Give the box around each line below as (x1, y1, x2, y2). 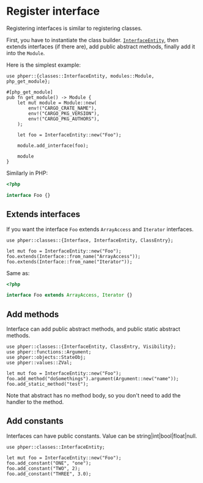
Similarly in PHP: (6, 169, 48, 177)
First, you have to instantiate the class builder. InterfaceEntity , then (6, 36, 179, 43)
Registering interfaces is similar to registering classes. (6, 24, 142, 32)
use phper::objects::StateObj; (6, 355, 86, 361)
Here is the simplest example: (6, 61, 81, 68)
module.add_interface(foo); (17, 142, 89, 149)
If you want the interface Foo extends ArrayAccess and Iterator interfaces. (6, 225, 194, 233)
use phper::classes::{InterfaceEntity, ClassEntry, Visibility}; (6, 344, 176, 350)
